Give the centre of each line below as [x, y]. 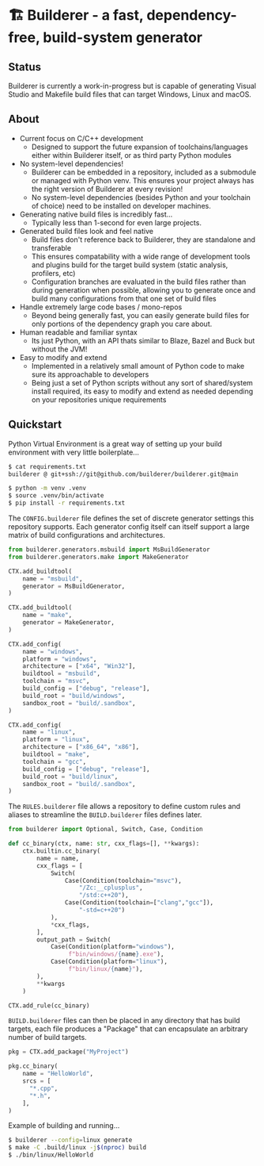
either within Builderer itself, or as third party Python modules [131, 155]
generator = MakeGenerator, [68, 623]
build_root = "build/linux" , [70, 777]
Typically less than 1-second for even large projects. [116, 222]
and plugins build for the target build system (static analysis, [130, 265]
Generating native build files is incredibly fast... [96, 214]
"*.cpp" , [43, 1088]
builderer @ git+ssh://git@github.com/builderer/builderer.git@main [123, 474]
